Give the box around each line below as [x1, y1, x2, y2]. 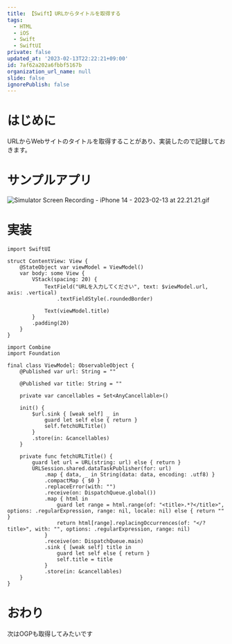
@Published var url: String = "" [19, 368, 116, 375]
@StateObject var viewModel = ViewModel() [19, 264, 144, 271]
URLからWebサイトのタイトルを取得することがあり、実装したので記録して [7, 137, 220, 145]
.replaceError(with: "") [44, 483, 116, 490]
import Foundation [7, 350, 60, 357]
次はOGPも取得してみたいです [7, 629, 93, 638]
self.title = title [56, 556, 113, 563]
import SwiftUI [7, 246, 51, 253]
